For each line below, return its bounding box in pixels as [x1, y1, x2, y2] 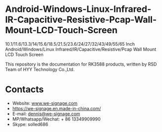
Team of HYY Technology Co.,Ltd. [5, 66, 75, 72]
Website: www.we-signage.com [12, 100, 78, 106]
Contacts [5, 84, 44, 95]
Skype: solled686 [12, 121, 49, 127]
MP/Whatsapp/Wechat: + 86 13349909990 [12, 116, 101, 122]
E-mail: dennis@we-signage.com [12, 111, 80, 117]
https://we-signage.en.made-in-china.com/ [12, 105, 101, 111]
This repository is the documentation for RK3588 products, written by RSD [5, 61, 157, 67]
